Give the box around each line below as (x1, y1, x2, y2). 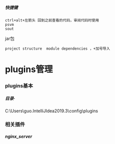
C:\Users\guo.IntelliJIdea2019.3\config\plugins (5, 108, 99, 114)
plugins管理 (5, 64, 53, 75)
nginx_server (5, 133, 33, 139)
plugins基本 (5, 83, 33, 90)
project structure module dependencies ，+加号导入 (5, 46, 110, 51)
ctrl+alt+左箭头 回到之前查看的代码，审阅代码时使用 (5, 18, 99, 23)
